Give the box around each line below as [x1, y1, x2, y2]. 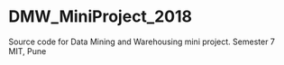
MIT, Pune [8, 45, 47, 56]
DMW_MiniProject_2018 [8, 6, 193, 27]
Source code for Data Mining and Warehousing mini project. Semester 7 [8, 36, 276, 47]
